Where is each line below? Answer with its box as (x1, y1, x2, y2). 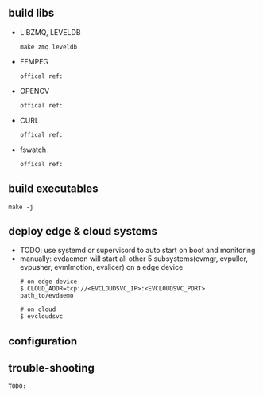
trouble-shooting (8, 361, 95, 375)
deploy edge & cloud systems (8, 224, 157, 238)
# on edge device (19, 278, 78, 286)
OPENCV (19, 86, 50, 95)
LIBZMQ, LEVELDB (19, 27, 81, 37)
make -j (8, 203, 34, 211)
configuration (8, 334, 78, 348)
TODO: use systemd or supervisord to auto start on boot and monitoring (19, 246, 256, 255)
